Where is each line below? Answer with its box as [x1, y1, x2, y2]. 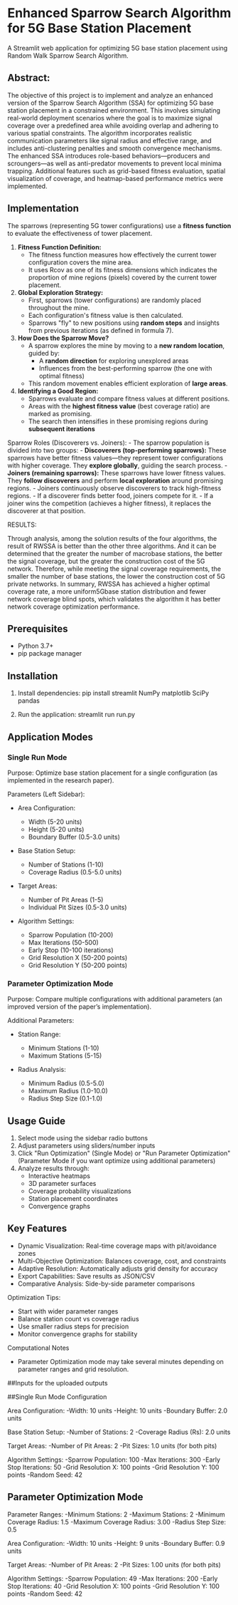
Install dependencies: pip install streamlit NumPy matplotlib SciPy [17, 689, 210, 698]
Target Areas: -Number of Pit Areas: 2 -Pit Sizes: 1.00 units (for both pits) [7, 1560, 222, 1569]
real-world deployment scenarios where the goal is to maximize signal [7, 113, 213, 122]
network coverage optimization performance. [7, 602, 140, 611]
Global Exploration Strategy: [17, 288, 104, 296]
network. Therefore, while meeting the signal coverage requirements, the [7, 564, 222, 573]
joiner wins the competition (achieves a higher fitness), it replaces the [7, 499, 212, 507]
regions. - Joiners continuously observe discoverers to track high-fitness [7, 483, 222, 492]
